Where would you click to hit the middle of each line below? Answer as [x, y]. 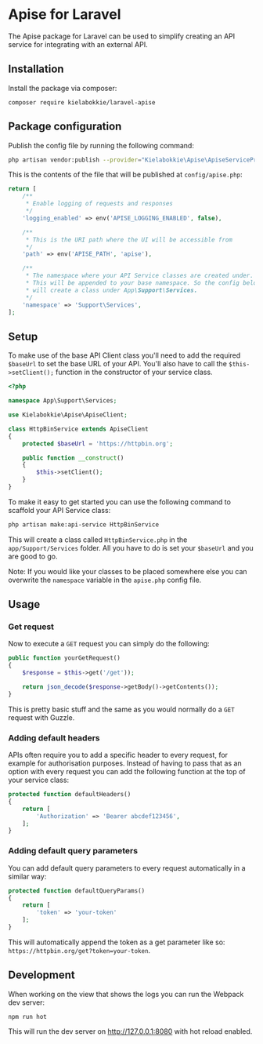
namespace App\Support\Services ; [63, 401]
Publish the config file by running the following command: [101, 145]
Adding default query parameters [73, 851]
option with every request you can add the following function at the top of [127, 772]
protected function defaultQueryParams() [77, 891]
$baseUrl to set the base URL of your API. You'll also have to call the [117, 364]
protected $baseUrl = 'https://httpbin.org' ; [98, 444]
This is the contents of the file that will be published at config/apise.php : [125, 175]
